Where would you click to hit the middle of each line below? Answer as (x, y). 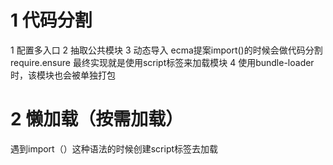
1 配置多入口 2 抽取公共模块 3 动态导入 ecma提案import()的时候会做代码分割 (166, 50)
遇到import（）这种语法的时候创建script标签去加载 (114, 148)
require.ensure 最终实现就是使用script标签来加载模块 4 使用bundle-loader (162, 62)
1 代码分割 (51, 20)
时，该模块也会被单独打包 (63, 75)
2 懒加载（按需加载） (97, 119)
